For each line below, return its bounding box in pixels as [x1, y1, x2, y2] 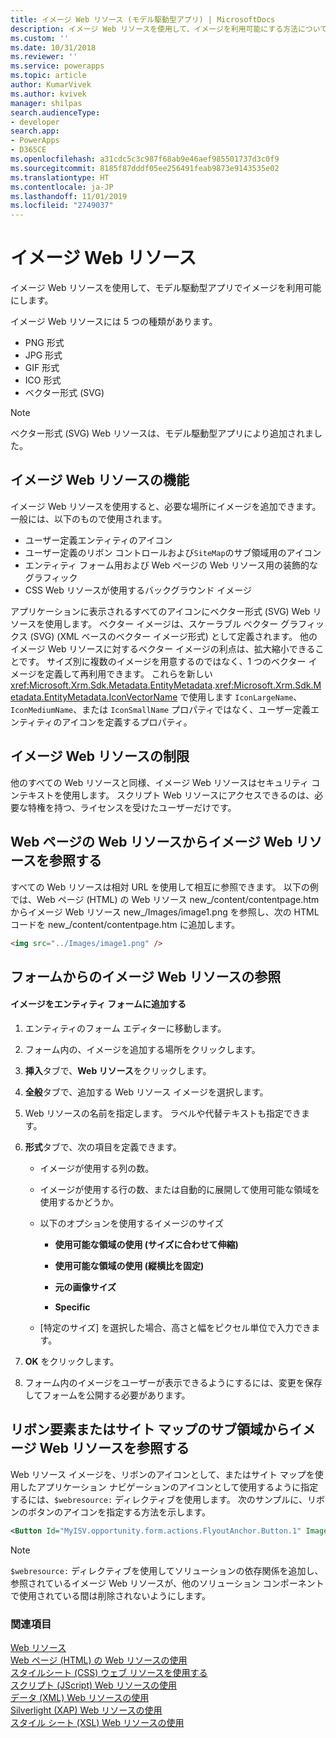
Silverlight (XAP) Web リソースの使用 [10, 1704, 163, 1716]
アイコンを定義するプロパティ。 [61, 716, 193, 728]
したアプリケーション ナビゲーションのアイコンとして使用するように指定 [18, 1481, 319, 1493]
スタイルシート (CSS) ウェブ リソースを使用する [10, 1666, 208, 1678]
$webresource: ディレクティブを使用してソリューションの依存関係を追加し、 [10, 1564, 324, 1576]
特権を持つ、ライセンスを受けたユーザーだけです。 [27, 801, 237, 813]
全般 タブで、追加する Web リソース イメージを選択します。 [24, 1086, 269, 1098]
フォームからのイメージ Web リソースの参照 [10, 968, 282, 985]
